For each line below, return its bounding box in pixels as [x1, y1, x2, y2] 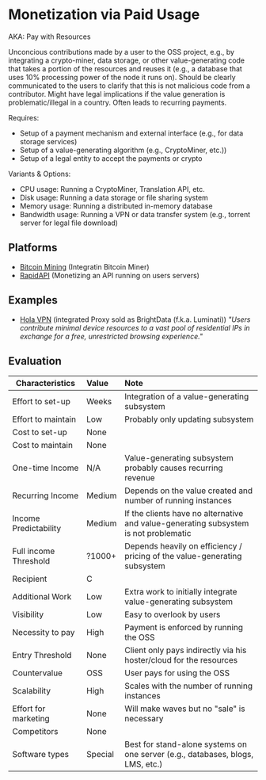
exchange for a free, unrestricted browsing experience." [19, 331, 203, 341]
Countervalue [12, 667, 63, 679]
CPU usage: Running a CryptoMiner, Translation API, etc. [19, 184, 206, 193]
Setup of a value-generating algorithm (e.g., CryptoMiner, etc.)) [19, 145, 227, 155]
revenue [124, 472, 156, 484]
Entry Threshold [12, 650, 72, 661]
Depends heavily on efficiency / [124, 541, 243, 552]
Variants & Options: [8, 169, 71, 178]
